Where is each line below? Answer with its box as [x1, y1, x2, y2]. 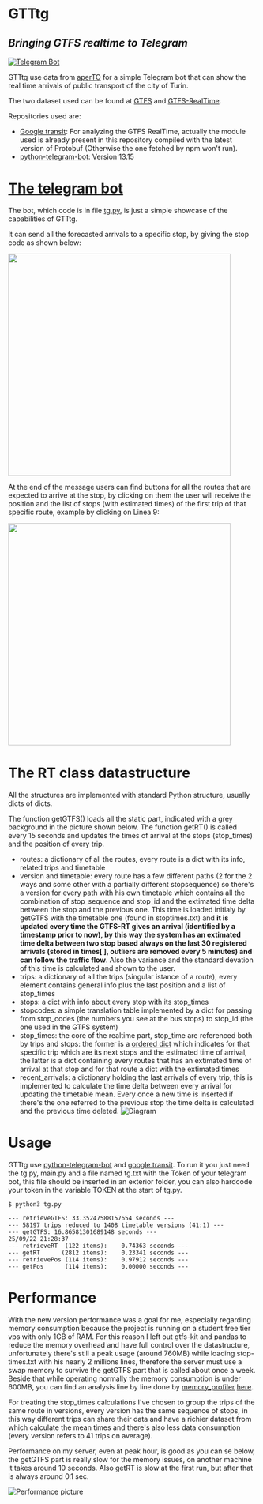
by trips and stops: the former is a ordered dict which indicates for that [19, 1039, 250, 1048]
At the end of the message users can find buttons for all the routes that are [8, 482, 251, 491]
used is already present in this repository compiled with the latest [19, 135, 233, 145]
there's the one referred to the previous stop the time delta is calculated [19, 1097, 254, 1107]
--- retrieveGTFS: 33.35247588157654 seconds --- [8, 1214, 175, 1222]
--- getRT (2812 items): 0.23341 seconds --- [8, 1249, 190, 1257]
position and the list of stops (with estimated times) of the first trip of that [8, 498, 246, 508]
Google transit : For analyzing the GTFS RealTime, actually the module [19, 127, 246, 136]
